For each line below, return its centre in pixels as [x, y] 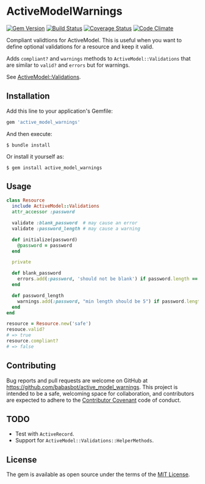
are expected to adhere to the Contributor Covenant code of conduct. [94, 400]
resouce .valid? [26, 330]
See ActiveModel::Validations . [44, 77]
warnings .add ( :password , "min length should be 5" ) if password [101, 301]
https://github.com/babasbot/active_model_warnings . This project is [92, 387]
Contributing [31, 366]
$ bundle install [28, 145]
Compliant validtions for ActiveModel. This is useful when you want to [94, 40]
